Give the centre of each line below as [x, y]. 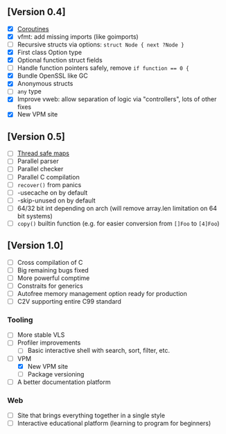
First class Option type [49, 52]
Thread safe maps [43, 153]
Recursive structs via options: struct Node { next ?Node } [101, 44]
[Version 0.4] [36, 12]
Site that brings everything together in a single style [91, 415]
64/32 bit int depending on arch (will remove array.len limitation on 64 [117, 208]
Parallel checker [40, 169]
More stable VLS [41, 335]
